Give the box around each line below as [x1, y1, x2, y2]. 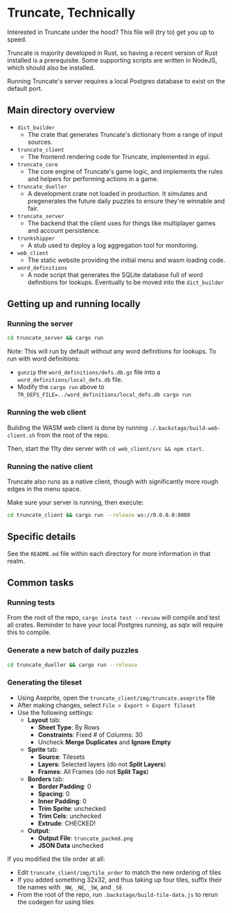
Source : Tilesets [37, 752, 85, 761]
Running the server [7, 319, 73, 329]
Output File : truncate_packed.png [37, 834, 134, 842]
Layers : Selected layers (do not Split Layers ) [37, 759, 166, 768]
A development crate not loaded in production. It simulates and [27, 189, 208, 197]
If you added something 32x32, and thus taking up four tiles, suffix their [17, 875, 222, 884]
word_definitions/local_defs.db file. [17, 375, 123, 384]
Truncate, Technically [7, 5, 136, 21]
